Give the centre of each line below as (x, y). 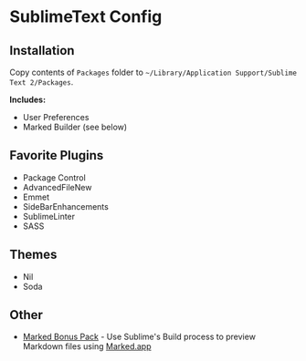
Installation (42, 51)
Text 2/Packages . (42, 82)
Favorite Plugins (57, 155)
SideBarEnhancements (66, 206)
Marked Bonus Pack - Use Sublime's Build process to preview (139, 337)
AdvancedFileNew (57, 187)
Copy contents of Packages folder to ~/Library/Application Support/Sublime (153, 72)
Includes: (28, 99)
